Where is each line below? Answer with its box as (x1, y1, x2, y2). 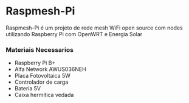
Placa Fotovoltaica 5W (14, 72, 71, 80)
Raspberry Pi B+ (14, 59, 56, 67)
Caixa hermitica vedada (14, 92, 74, 99)
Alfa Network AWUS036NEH (14, 66, 86, 73)
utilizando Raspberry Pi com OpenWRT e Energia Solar (5, 30, 143, 37)
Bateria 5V (14, 85, 41, 92)
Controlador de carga (14, 78, 69, 86)
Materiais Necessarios (5, 45, 74, 54)
